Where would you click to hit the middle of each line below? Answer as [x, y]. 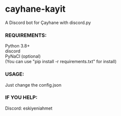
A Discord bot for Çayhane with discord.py [48, 23]
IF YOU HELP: [21, 97]
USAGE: [15, 74]
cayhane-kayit [36, 9]
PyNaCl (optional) [23, 56]
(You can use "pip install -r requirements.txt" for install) [61, 62]
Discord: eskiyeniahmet [29, 108]
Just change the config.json [33, 85]
